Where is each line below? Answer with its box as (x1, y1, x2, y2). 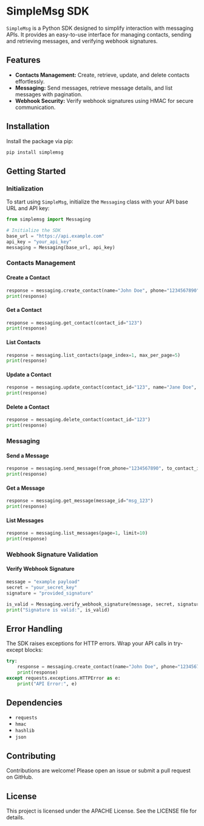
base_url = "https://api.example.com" (6, 233, 104, 239)
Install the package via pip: (6, 137, 74, 144)
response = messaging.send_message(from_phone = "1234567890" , (6, 465, 165, 471)
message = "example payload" (6, 579, 80, 585)
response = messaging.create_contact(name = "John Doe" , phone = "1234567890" (6, 288, 200, 294)
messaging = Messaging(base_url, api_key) (6, 244, 115, 250)
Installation (6, 121, 50, 132)
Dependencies (6, 697, 63, 708)
